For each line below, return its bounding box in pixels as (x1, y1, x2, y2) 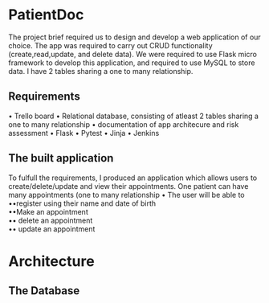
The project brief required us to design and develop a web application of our (8, 32, 261, 42)
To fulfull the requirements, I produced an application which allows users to (8, 173, 258, 182)
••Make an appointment (8, 207, 88, 216)
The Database (8, 284, 80, 298)
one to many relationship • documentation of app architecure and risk (8, 119, 239, 129)
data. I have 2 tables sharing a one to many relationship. (8, 66, 194, 76)
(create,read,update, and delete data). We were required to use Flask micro (8, 49, 257, 59)
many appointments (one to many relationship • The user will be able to (8, 190, 245, 199)
